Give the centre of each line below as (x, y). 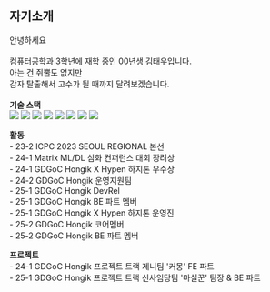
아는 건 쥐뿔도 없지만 (46, 72)
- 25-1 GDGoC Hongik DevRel (65, 190)
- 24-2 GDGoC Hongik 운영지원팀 (70, 180)
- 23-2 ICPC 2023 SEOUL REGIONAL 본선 (87, 146)
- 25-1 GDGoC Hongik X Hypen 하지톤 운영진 (92, 213)
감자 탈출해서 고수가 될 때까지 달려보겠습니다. (90, 84)
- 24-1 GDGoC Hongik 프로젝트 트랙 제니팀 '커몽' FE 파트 (112, 266)
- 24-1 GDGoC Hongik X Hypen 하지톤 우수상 (92, 169)
